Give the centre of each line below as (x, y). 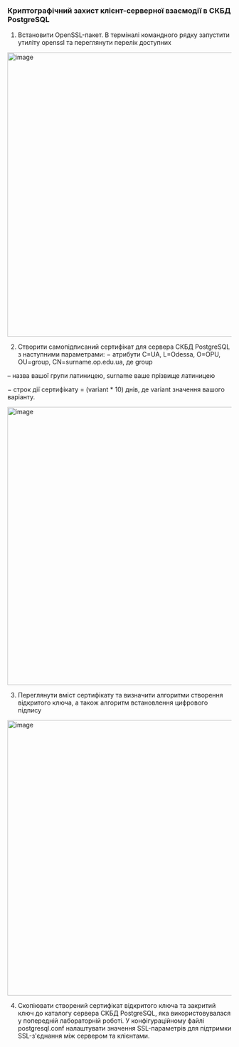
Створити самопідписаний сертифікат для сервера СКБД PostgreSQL (124, 347)
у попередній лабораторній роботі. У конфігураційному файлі (111, 1021)
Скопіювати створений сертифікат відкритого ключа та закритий (117, 1006)
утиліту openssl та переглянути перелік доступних (95, 43)
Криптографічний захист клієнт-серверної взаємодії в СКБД (119, 11)
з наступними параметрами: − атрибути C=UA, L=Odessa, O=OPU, (119, 354)
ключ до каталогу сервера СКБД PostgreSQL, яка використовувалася (124, 1014)
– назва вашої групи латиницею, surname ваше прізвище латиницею (111, 376)
